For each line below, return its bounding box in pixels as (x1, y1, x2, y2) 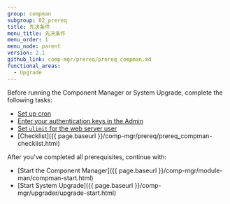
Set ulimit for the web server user (17, 124, 117, 132)
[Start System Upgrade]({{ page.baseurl (17, 181, 134, 189)
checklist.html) (17, 139, 61, 147)
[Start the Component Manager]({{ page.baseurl (17, 166, 157, 175)
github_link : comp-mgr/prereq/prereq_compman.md (7, 56, 152, 63)
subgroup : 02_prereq (7, 17, 68, 24)
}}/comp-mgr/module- (158, 166, 223, 175)
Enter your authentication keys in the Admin (17, 116, 143, 125)
